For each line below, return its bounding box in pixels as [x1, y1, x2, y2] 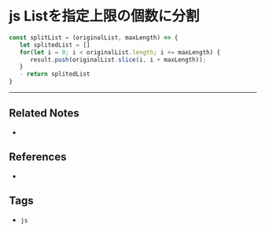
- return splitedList [19, 70, 90, 79]
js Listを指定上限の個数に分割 [9, 7, 200, 25]
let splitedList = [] [19, 41, 90, 49]
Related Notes [9, 107, 79, 120]
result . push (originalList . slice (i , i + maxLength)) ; [29, 56, 207, 64]
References [9, 150, 67, 164]
